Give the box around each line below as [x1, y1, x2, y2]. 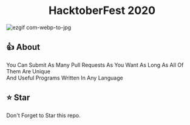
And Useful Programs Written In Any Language [6, 74, 123, 81]
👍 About [6, 42, 41, 52]
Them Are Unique [6, 67, 50, 75]
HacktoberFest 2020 [48, 4, 156, 18]
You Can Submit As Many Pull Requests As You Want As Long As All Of [6, 61, 184, 69]
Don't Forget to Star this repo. [6, 112, 81, 119]
